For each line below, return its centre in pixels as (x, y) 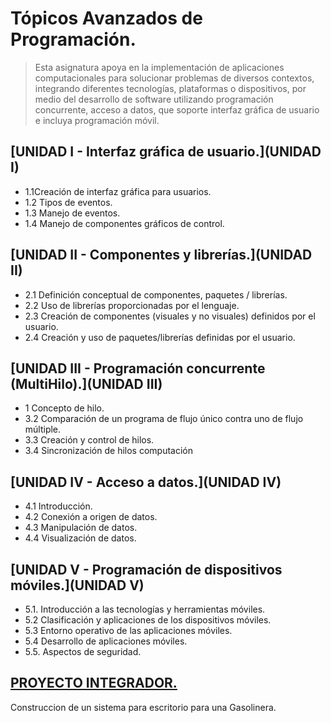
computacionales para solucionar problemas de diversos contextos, (174, 78)
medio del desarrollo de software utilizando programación (154, 99)
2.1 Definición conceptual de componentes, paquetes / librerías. (156, 294)
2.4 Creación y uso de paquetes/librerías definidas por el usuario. (160, 337)
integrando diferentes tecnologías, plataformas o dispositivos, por (170, 88)
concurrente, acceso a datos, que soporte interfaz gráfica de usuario (177, 109)
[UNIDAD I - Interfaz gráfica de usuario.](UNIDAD (166, 152)
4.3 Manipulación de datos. (81, 528)
